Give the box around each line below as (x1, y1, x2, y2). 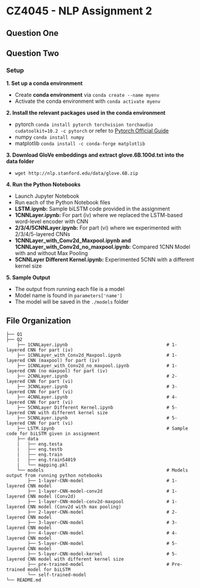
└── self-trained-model (27, 572, 87, 578)
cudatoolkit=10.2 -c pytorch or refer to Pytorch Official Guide (14, 127, 169, 134)
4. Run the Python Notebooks (6, 181, 81, 188)
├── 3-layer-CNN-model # (27, 520, 170, 526)
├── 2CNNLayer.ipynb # (17, 373, 170, 379)
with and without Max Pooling (14, 250, 88, 257)
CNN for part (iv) (27, 347, 73, 353)
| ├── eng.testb (17, 446, 63, 452)
